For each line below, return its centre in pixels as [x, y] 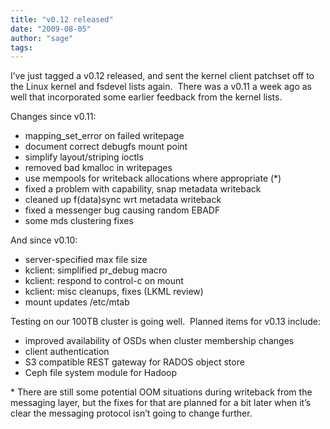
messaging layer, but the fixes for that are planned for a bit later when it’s [161, 403]
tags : [21, 47]
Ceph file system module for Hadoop [101, 373]
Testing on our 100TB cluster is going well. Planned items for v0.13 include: [165, 322]
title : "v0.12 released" [62, 19]
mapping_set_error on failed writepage [104, 136]
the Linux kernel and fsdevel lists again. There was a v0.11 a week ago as [161, 87]
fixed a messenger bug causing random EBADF [122, 210]
